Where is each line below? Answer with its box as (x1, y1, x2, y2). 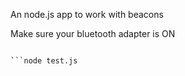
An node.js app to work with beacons (10, 9, 164, 20)
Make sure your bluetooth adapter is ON (10, 28, 176, 39)
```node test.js (10, 56, 78, 66)
